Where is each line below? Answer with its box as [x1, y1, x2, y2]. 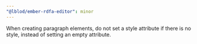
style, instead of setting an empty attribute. [6, 31, 111, 38]
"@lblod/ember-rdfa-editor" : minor [6, 8, 94, 15]
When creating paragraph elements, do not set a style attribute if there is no [6, 25, 191, 32]
